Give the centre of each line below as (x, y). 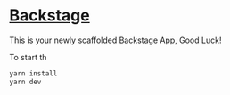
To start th (28, 57)
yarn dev (25, 82)
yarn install (33, 73)
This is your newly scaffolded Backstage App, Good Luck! (115, 40)
